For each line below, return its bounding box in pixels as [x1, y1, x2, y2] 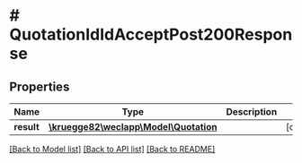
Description [226, 106, 278, 117]
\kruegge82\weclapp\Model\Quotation [48, 121, 218, 133]
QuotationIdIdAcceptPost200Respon [9, 24, 293, 45]
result [13, 121, 40, 133]
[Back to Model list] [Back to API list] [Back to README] [9, 144, 216, 154]
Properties [9, 79, 70, 94]
